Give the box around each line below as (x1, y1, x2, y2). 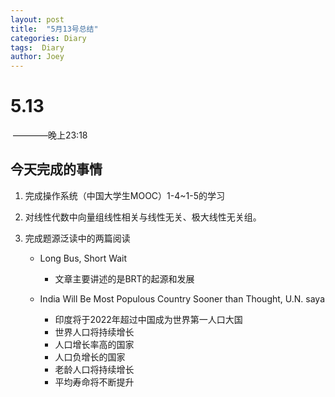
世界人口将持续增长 (54, 326, 135, 338)
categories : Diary (10, 33, 87, 43)
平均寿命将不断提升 (54, 376, 135, 388)
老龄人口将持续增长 (54, 363, 135, 375)
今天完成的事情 (10, 161, 103, 178)
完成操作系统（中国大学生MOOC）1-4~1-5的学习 (24, 189, 225, 201)
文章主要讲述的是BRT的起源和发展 (54, 272, 195, 285)
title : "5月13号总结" (10, 24, 99, 34)
